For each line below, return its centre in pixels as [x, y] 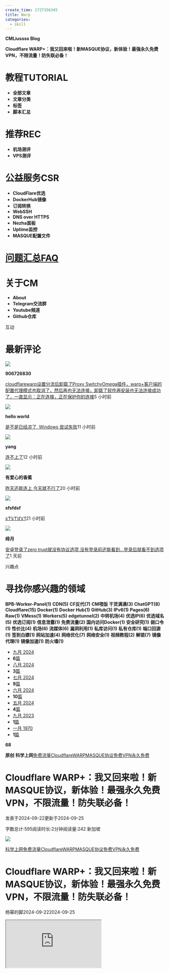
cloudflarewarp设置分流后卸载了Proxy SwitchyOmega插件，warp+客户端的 [84, 384]
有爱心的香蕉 [19, 478]
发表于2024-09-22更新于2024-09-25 [45, 818]
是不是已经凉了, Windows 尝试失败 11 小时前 [50, 427]
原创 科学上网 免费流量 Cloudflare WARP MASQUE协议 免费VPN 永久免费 [77, 756]
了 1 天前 [13, 556]
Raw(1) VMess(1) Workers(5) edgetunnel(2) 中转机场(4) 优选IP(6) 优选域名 [85, 616]
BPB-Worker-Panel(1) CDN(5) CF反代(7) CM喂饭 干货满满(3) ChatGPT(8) [83, 604]
